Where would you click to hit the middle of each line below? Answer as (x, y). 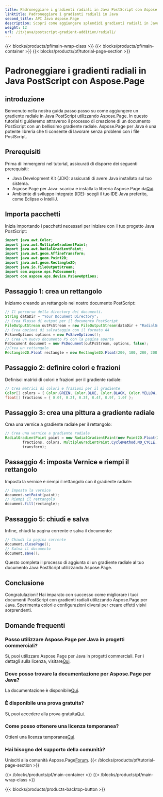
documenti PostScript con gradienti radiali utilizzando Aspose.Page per (76, 600)
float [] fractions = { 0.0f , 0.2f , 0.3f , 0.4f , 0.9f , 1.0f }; (69, 398)
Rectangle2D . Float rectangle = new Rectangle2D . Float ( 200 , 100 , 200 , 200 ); (83, 353)
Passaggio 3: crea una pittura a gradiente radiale (80, 412)
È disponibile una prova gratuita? (45, 703)
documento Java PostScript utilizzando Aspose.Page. (59, 568)
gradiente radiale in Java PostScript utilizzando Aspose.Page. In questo (76, 116)
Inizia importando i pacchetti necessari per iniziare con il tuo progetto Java (80, 226)
